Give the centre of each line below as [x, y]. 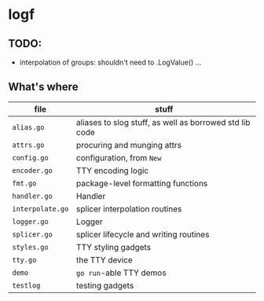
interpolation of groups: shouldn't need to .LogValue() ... [110, 62]
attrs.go [28, 145]
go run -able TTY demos [121, 273]
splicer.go [32, 234]
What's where [43, 87]
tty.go [24, 260]
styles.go [30, 247]
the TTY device [104, 259]
